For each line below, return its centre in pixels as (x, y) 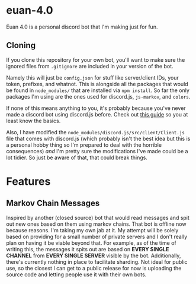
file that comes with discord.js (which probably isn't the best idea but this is (98, 138)
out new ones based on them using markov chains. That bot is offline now (96, 224)
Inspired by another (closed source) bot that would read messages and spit (98, 217)
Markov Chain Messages (53, 203)
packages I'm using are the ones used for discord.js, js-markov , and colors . (98, 96)
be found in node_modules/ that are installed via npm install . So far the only (98, 90)
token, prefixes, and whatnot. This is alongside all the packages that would (97, 84)
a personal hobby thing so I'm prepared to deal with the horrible (84, 145)
